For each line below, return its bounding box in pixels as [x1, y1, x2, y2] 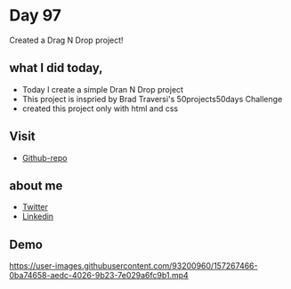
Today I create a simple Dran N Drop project [21, 84, 184, 94]
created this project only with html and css [21, 103, 179, 114]
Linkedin [21, 211, 54, 222]
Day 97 [9, 5, 62, 26]
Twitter [21, 202, 49, 213]
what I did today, [9, 60, 104, 76]
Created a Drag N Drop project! [9, 35, 124, 45]
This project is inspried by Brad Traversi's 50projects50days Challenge [21, 93, 283, 104]
